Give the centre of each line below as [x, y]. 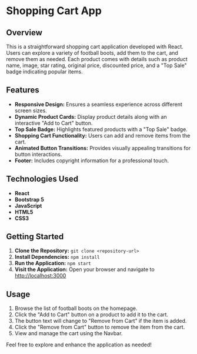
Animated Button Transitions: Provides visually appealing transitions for [103, 148]
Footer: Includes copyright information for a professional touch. [92, 161]
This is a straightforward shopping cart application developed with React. [95, 46]
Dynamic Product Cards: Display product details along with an [91, 116]
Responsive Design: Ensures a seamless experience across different [98, 104]
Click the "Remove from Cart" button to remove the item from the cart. [100, 327]
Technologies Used [42, 179]
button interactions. [38, 154]
